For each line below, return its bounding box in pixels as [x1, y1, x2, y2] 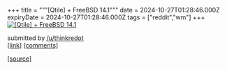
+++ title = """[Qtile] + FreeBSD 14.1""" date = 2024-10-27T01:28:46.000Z [7, 6, 220, 14]
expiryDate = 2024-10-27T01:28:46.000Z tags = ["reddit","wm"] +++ [7, 13, 205, 21]
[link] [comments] [7, 41, 59, 49]
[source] [7, 55, 32, 63]
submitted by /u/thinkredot [7, 34, 84, 42]
